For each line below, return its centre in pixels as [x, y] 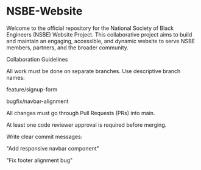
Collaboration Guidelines [37, 59]
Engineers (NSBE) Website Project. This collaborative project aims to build [99, 34]
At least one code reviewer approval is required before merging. [86, 125]
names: [16, 77]
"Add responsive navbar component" [53, 148]
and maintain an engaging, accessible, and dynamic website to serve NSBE [101, 41]
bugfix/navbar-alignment [37, 101]
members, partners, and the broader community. [68, 48]
